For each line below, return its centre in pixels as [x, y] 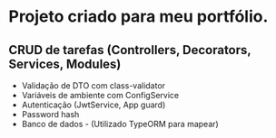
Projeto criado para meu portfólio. [138, 17]
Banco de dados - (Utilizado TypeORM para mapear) [120, 124]
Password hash [50, 114]
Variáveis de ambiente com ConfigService [100, 95]
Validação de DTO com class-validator [93, 86]
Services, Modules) [65, 64]
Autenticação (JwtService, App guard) [94, 105]
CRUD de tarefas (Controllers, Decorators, [130, 50]
